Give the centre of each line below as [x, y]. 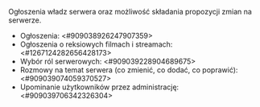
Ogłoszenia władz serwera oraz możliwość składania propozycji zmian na [130, 12]
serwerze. [25, 20]
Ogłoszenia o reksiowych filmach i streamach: [96, 44]
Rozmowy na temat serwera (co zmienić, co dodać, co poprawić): [129, 70]
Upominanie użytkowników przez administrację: [99, 87]
